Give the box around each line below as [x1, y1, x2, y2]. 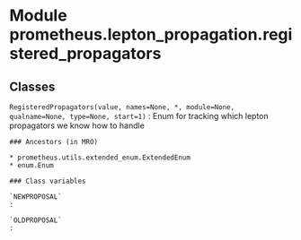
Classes [9, 79, 56, 94]
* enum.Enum [9, 161, 54, 170]
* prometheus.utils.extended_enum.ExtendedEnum [9, 153, 191, 162]
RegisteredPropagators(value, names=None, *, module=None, [9, 103, 235, 112]
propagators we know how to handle [9, 120, 146, 131]
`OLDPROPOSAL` [9, 216, 63, 225]
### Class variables [9, 176, 87, 185]
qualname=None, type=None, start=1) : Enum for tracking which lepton [9, 111, 270, 121]
